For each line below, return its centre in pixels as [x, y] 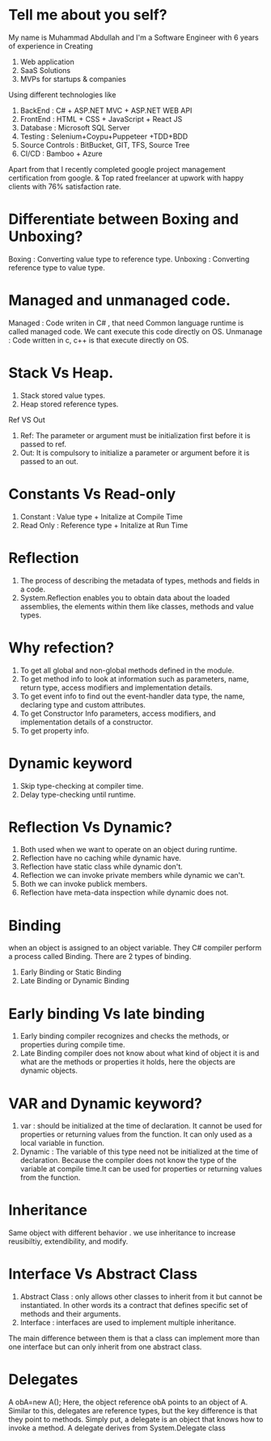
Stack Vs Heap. [61, 373]
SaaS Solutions [45, 70]
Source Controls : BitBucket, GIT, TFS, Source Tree [105, 144]
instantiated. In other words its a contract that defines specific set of [134, 1306]
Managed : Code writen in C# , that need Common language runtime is [126, 323]
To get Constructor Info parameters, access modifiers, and [118, 713]
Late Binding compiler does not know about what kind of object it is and [140, 1053]
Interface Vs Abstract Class [103, 1274]
